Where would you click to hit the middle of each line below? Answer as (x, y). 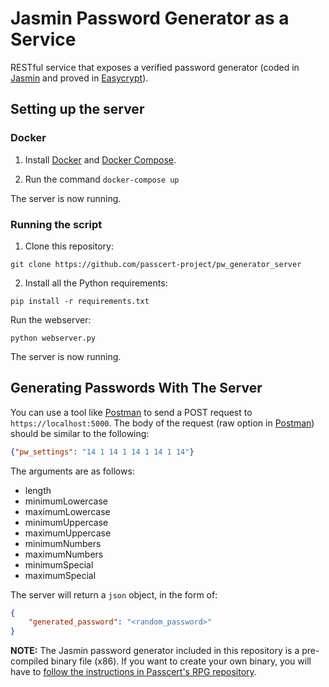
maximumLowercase (67, 511)
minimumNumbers (63, 543)
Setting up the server (77, 109)
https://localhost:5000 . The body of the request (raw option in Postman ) (162, 423)
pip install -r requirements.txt (80, 301)
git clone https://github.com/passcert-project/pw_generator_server (156, 264)
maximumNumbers (64, 554)
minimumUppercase (66, 522)
